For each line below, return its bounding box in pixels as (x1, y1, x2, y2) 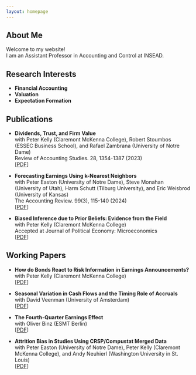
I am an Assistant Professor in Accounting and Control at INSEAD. (6, 52, 164, 59)
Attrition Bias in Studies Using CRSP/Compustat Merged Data (14, 337, 167, 344)
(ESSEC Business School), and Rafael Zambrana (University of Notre (14, 142, 180, 150)
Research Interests (6, 69, 77, 79)
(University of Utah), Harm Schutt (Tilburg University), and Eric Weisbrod (14, 185, 191, 192)
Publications (6, 114, 53, 124)
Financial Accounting (14, 85, 68, 92)
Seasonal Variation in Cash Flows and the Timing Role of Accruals (14, 290, 178, 297)
